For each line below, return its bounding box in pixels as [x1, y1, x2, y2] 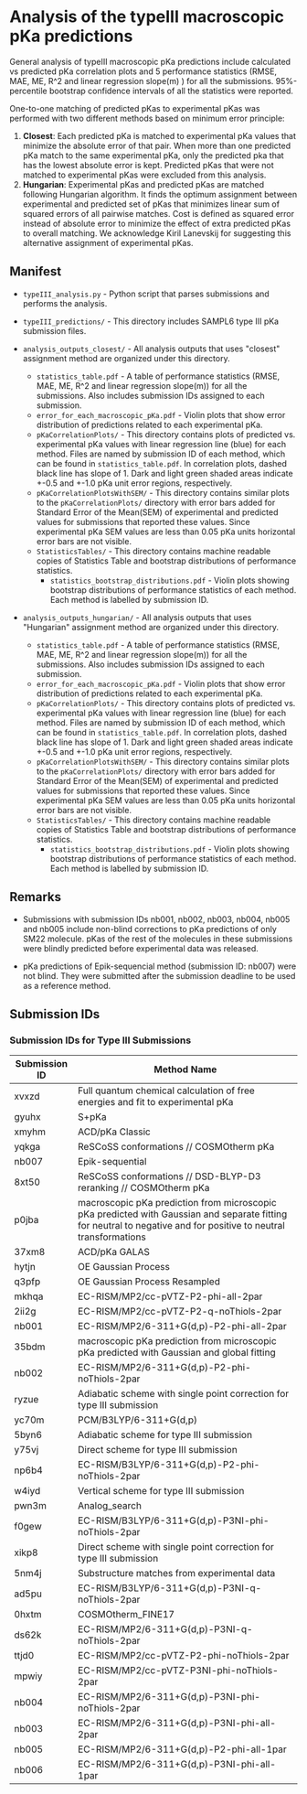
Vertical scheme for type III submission [77, 1485, 245, 1498]
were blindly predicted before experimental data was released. [22, 942, 259, 953]
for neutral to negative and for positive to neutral [77, 1219, 285, 1232]
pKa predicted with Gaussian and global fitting [77, 1347, 276, 1359]
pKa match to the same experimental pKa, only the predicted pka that [22, 149, 285, 161]
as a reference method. [22, 980, 111, 991]
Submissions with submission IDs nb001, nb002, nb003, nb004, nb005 [22, 913, 291, 925]
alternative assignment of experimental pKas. [22, 237, 194, 248]
